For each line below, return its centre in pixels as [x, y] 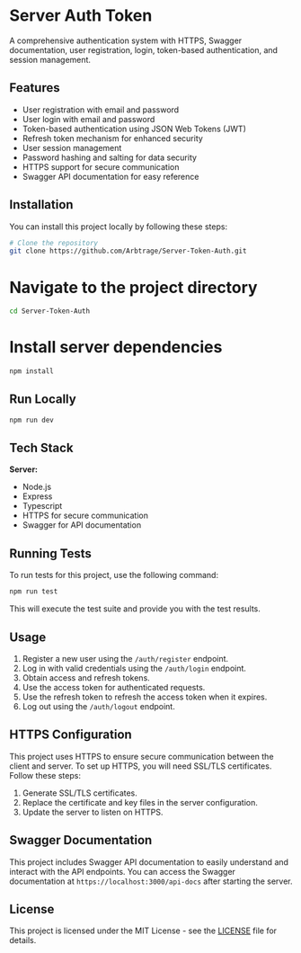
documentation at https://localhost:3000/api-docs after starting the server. [151, 881]
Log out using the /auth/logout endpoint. [98, 706]
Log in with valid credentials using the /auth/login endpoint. [134, 668]
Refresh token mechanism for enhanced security [113, 138]
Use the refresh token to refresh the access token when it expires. [145, 697]
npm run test [34, 592]
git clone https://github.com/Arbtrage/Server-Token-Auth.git [128, 251]
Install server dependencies [116, 347]
